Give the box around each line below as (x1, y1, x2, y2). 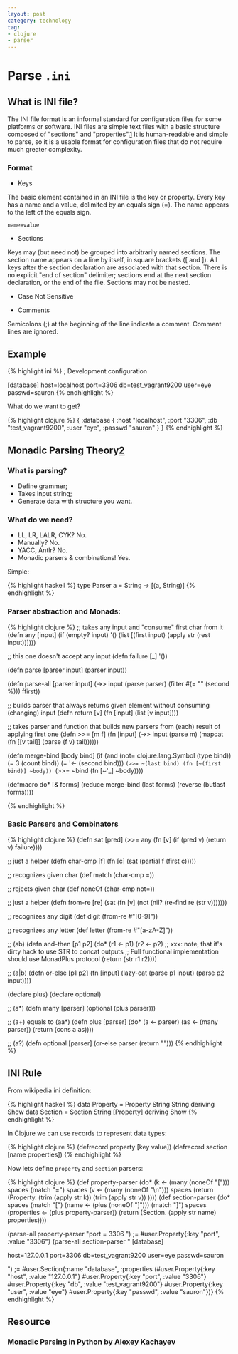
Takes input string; (17, 489, 72, 497)
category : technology (7, 17, 72, 24)
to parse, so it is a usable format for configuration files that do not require (7, 138, 222, 146)
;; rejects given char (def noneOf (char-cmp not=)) (7, 884, 155, 893)
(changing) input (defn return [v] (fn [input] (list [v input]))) (7, 708, 179, 717)
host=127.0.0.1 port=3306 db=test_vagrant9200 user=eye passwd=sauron (7, 1251, 224, 1259)
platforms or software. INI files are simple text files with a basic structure (7, 123, 220, 131)
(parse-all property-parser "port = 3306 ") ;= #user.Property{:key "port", (7, 1229, 220, 1238)
